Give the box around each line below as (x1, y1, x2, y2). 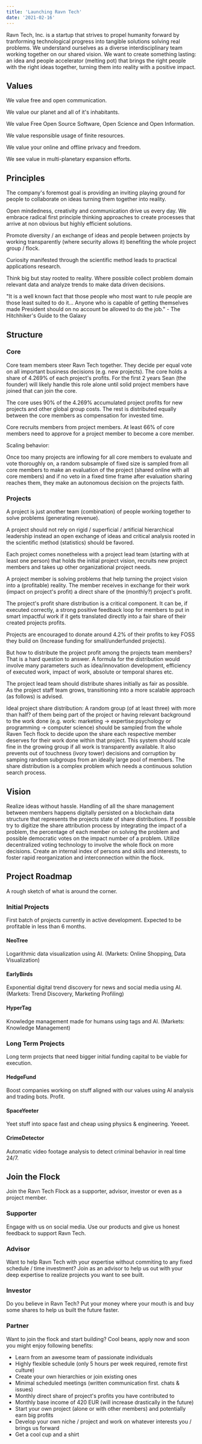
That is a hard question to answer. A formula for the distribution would (6, 655, 180, 663)
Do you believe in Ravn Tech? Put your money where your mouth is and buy (6, 1300, 194, 1307)
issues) (14, 1385, 33, 1393)
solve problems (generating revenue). (6, 514, 100, 522)
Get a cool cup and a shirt (14, 1431, 80, 1438)
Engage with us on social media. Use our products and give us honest (6, 1223, 180, 1230)
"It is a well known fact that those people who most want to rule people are (6, 293, 192, 300)
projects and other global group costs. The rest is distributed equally (6, 405, 177, 412)
